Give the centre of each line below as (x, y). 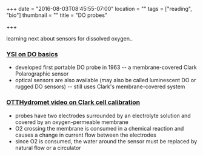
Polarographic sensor (42, 74)
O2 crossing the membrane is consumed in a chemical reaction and (99, 128)
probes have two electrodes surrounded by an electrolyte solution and (103, 115)
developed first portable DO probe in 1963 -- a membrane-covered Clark (106, 67)
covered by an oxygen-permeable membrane (72, 122)
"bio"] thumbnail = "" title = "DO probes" (57, 15)
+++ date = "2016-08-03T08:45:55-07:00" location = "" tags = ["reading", (99, 9)
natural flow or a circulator (48, 148)
